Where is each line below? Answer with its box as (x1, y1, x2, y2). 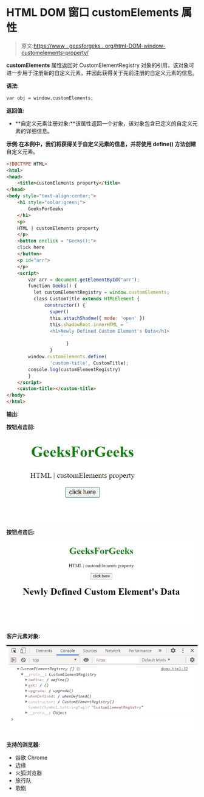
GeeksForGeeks (28, 205, 64, 212)
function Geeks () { (28, 283, 78, 289)
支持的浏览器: (6, 741, 41, 748)
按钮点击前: (6, 423, 35, 431)
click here (17, 244, 45, 250)
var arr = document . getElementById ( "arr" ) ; (28, 277, 140, 283)
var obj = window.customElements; (6, 95, 94, 101)
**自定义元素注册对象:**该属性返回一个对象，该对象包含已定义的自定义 (15, 119, 192, 127)
